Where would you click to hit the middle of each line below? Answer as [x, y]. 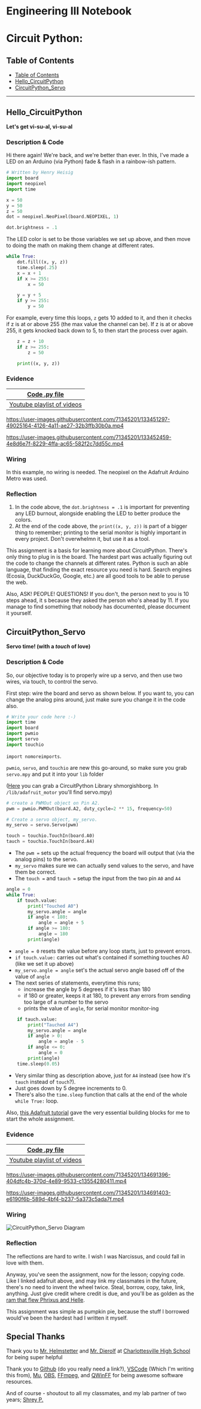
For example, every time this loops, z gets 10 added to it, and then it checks [99, 318]
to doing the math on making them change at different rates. [80, 246]
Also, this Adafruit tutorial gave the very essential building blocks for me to [98, 1112]
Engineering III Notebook [69, 11]
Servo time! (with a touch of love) [48, 646]
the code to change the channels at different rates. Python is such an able [97, 563]
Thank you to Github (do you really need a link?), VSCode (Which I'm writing [100, 1369]
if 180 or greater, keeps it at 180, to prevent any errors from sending [107, 995]
